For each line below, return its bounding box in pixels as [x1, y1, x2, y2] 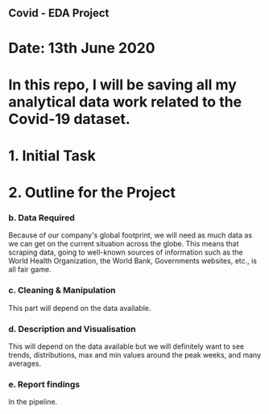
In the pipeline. [8, 397, 58, 407]
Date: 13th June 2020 [8, 39, 155, 57]
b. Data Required [8, 213, 75, 224]
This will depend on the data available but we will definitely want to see [8, 342, 244, 351]
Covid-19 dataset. [8, 110, 130, 128]
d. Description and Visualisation [8, 323, 137, 334]
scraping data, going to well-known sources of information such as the [8, 247, 243, 257]
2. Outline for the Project [8, 184, 176, 202]
